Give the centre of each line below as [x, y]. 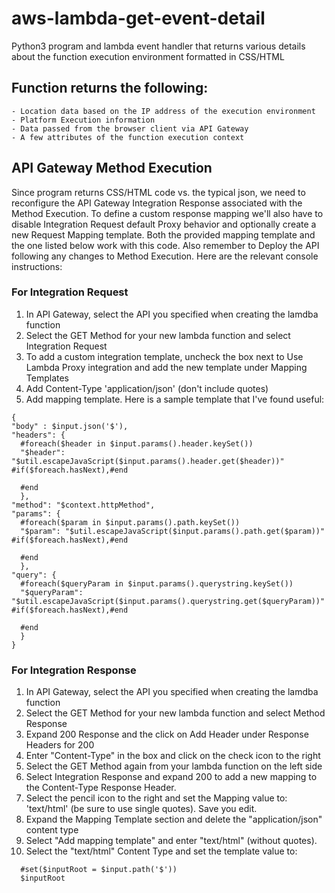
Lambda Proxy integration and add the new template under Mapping [166, 367]
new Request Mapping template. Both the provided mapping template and [163, 234]
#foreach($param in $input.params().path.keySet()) [130, 522]
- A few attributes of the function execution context [128, 137]
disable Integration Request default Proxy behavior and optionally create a [164, 224]
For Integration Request [70, 292]
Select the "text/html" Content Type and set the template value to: [161, 851]
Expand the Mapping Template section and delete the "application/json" [174, 819]
